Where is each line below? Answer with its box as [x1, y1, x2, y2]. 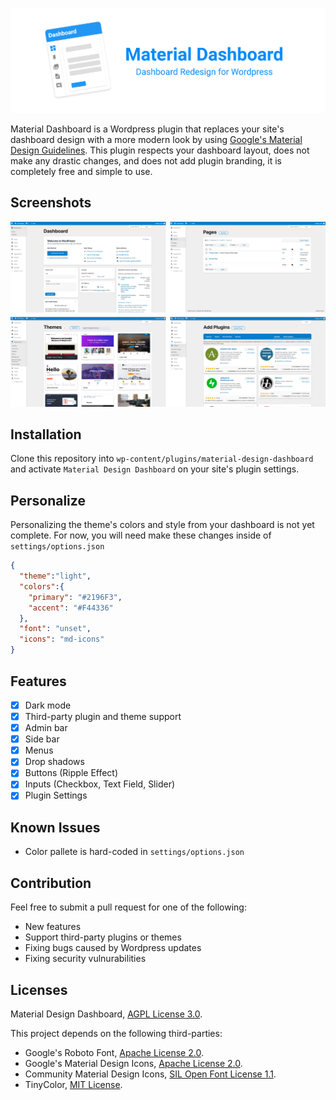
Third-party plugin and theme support [24, 710, 182, 722]
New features [24, 921, 82, 933]
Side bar [24, 733, 60, 745]
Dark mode [24, 699, 72, 711]
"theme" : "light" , [19, 571, 92, 582]
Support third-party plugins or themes [24, 931, 182, 943]
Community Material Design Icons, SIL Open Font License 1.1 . [24, 1068, 277, 1080]
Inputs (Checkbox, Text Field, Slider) [24, 778, 176, 790]
